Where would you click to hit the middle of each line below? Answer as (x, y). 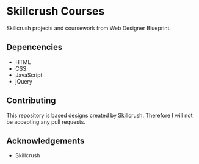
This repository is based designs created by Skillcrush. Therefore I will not (100, 115)
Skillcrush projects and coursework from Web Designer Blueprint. (89, 28)
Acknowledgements (45, 141)
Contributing (31, 101)
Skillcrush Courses (56, 11)
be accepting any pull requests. (46, 122)
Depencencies (34, 47)
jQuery (24, 81)
